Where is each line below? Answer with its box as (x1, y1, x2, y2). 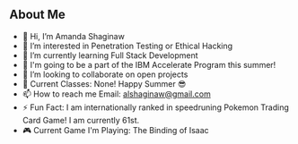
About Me (9, 7, 66, 22)
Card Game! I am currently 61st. (22, 114, 140, 125)
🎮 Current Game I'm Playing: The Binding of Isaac (22, 124, 209, 135)
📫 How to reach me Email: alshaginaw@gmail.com (22, 89, 211, 99)
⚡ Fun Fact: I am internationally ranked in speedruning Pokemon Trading (22, 102, 290, 113)
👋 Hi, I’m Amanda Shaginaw (22, 30, 126, 41)
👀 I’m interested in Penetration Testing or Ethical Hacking (22, 40, 233, 51)
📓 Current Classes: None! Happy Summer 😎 (22, 78, 187, 89)
